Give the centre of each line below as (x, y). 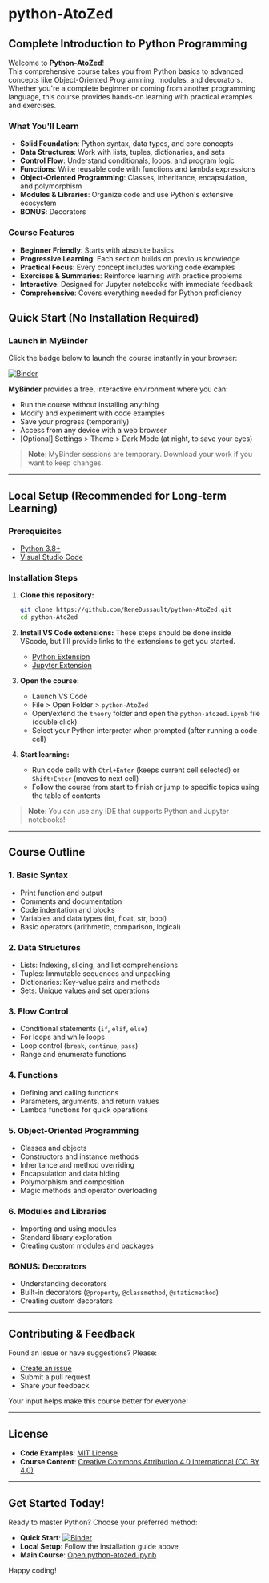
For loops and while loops (62, 1037)
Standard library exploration (66, 1237)
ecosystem (38, 203)
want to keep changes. (66, 463)
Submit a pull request (55, 1377)
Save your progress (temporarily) (74, 422)
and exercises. (32, 105)
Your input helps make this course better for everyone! (98, 1401)
